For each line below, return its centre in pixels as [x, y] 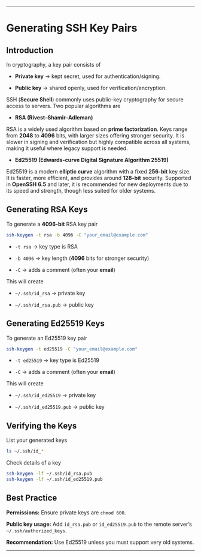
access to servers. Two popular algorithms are [63, 106]
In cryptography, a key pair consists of [54, 65]
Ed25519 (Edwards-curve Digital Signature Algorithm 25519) [92, 160]
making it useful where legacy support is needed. [67, 148]
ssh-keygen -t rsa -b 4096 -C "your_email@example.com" [77, 235]
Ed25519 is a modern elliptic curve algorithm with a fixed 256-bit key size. [98, 171]
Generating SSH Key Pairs [72, 28]
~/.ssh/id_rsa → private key [50, 293]
